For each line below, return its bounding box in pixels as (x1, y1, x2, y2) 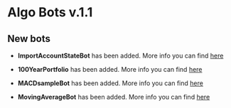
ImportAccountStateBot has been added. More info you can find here (17, 51, 224, 60)
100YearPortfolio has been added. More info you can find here (17, 65, 203, 73)
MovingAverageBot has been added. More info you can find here (17, 93, 210, 101)
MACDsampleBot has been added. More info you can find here (17, 79, 204, 87)
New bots (7, 33, 51, 45)
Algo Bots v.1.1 (7, 4, 93, 21)
